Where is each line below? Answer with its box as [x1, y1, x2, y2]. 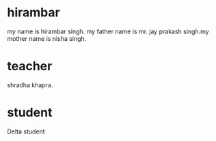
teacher [7, 59, 53, 74]
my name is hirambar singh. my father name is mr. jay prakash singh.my [7, 27, 210, 35]
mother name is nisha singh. [7, 34, 87, 42]
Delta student [7, 127, 46, 136]
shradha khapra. [7, 80, 53, 89]
